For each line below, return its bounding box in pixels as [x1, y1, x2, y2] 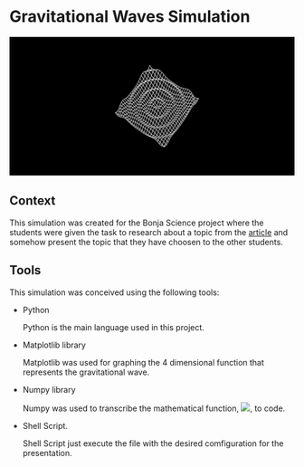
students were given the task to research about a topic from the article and [9, 226, 289, 237]
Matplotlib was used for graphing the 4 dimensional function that [22, 357, 265, 367]
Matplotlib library [22, 339, 86, 350]
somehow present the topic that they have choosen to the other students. [9, 236, 283, 247]
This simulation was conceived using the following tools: [9, 287, 220, 298]
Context [9, 193, 56, 209]
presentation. [22, 447, 72, 458]
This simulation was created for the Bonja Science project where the [9, 217, 264, 228]
